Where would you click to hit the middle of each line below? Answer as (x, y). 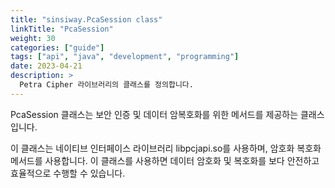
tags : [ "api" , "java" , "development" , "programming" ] (125, 57)
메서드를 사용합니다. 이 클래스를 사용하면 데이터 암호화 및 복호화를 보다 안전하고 (165, 160)
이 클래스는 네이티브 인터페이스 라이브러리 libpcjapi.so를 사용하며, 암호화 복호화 (166, 148)
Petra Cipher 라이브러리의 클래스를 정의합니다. (106, 85)
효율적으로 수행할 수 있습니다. (68, 173)
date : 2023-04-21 (46, 66)
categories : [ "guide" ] (57, 47)
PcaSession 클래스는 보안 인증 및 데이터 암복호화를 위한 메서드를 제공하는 (154, 114)
